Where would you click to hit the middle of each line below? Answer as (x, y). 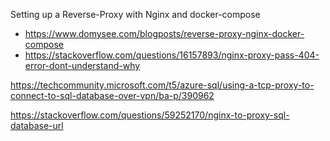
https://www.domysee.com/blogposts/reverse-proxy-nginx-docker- (164, 33)
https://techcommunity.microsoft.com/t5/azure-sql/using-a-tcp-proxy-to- (162, 85)
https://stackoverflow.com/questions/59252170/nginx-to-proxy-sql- (150, 115)
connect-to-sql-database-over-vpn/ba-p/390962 (112, 95)
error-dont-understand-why (82, 65)
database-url (37, 125)
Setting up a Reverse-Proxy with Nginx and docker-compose (135, 14)
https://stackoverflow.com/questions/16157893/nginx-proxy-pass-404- (172, 55)
